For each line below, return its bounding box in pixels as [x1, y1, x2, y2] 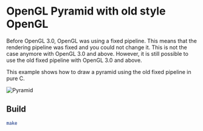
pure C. [6, 75, 26, 82]
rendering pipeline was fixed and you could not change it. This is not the [6, 44, 187, 51]
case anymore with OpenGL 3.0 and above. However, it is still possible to [6, 50, 188, 57]
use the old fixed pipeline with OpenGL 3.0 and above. [6, 56, 142, 64]
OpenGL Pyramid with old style [6, 4, 166, 18]
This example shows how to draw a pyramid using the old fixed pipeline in [6, 68, 191, 75]
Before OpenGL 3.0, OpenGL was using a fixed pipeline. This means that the [6, 37, 198, 44]
